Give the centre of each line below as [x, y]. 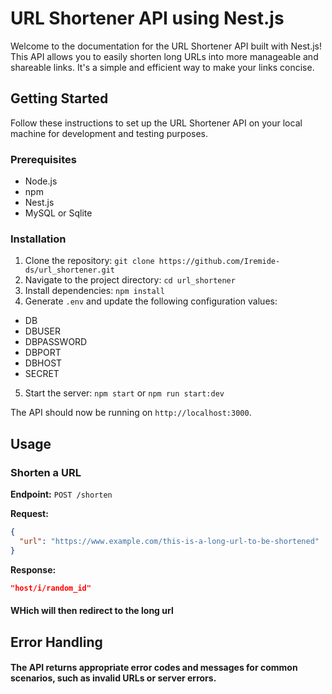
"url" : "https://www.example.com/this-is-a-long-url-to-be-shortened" [169, 541]
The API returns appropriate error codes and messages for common [154, 668]
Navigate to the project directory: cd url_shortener [130, 280]
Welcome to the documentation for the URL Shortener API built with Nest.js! [166, 46]
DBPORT [43, 353]
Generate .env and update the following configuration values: [151, 301]
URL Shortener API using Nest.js [147, 18]
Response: [33, 569]
